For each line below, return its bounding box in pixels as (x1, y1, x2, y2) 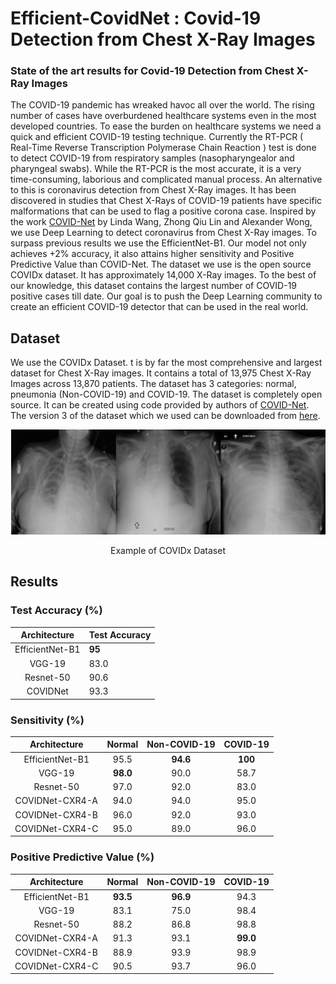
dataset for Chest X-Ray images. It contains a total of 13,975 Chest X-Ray (10, 367, 312, 379)
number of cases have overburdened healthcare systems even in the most (10, 110, 317, 122)
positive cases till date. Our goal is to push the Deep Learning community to (10, 290, 323, 302)
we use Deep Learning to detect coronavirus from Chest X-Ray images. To (10, 227, 317, 239)
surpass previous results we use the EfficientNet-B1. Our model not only (10, 237, 307, 249)
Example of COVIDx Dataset (110, 544, 226, 556)
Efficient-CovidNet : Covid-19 (10, 7, 262, 30)
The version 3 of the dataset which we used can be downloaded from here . (10, 410, 321, 422)
